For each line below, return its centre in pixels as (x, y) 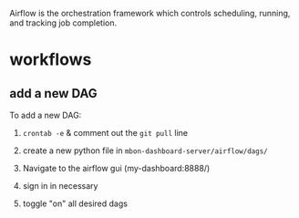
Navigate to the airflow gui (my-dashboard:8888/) (116, 168)
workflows (51, 60)
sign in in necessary (60, 186)
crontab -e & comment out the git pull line (105, 133)
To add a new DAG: (46, 115)
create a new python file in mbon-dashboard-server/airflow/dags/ (145, 151)
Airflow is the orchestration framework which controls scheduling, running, (150, 13)
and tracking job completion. (63, 23)
